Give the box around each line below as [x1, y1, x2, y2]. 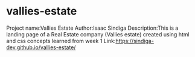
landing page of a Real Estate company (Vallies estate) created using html [6, 30, 190, 38]
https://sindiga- [115, 37, 154, 44]
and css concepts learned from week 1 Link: [6, 37, 116, 44]
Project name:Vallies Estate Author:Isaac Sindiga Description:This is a [6, 24, 179, 32]
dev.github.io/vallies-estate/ [6, 44, 76, 51]
